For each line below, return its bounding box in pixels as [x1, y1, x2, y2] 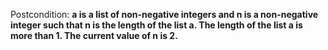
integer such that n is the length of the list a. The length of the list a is [10, 19, 303, 31]
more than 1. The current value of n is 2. [10, 30, 178, 41]
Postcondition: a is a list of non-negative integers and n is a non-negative [10, 9, 319, 20]
